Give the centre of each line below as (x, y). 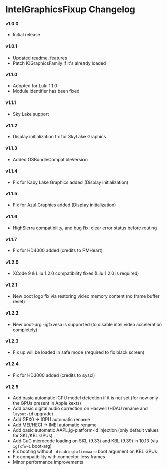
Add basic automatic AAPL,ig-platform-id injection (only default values (86, 430)
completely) (25, 330)
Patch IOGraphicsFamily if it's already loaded (59, 63)
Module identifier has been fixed (46, 91)
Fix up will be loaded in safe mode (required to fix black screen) (78, 352)
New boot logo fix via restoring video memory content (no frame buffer (86, 296)
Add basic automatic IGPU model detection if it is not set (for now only (85, 398)
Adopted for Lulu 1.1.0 (35, 86)
